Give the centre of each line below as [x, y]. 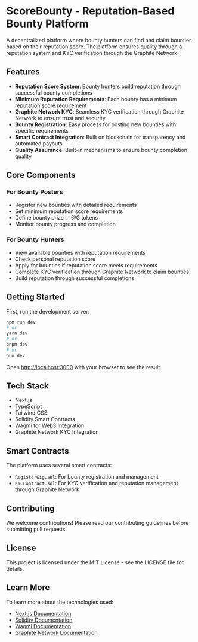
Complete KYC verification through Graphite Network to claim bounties [102, 272]
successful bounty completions [53, 92]
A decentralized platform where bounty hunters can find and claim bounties [99, 40]
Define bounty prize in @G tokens [56, 218]
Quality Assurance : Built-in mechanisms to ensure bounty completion [101, 150]
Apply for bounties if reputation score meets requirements [86, 265]
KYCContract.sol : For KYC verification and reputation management [96, 483]
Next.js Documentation [43, 613]
